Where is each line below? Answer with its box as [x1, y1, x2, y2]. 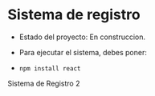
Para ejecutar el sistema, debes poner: [18, 47, 148, 57]
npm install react [18, 64, 81, 73]
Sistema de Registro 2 [7, 78, 80, 88]
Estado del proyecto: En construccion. [18, 32, 146, 42]
